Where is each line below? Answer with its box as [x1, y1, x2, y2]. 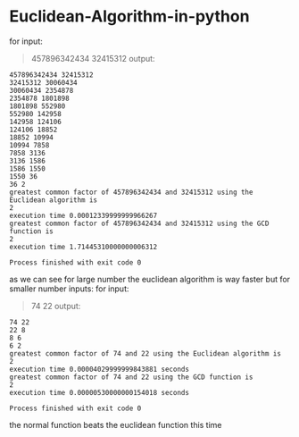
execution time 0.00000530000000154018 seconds [9, 388, 190, 397]
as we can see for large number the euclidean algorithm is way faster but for [9, 273, 291, 284]
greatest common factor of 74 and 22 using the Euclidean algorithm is [9, 349, 281, 358]
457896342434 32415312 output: [30, 53, 155, 63]
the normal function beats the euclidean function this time [9, 419, 222, 430]
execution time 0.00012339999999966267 [9, 211, 158, 220]
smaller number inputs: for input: [9, 283, 129, 294]
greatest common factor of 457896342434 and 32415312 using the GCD [9, 219, 270, 228]
